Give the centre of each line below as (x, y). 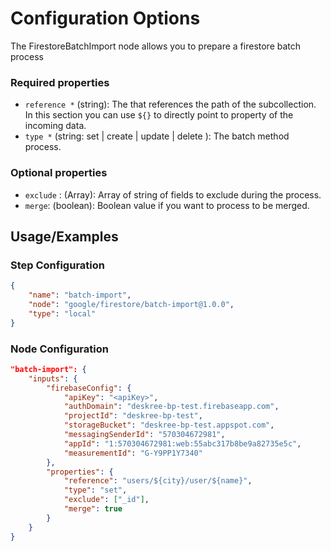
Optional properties (59, 173)
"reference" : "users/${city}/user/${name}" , (158, 481)
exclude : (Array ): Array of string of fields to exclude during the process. (173, 194)
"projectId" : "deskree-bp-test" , (133, 416)
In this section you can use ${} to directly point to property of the (159, 115)
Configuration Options (105, 18)
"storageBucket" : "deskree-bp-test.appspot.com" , (169, 425)
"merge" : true (93, 509)
